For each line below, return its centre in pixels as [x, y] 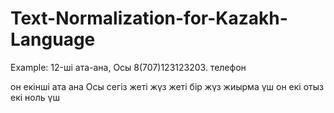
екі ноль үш [35, 97]
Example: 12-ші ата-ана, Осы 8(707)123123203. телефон [128, 67]
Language [53, 39]
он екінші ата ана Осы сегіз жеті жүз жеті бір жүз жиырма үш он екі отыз [167, 86]
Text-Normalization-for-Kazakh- [149, 18]
